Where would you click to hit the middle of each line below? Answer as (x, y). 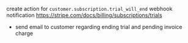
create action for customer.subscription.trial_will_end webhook (89, 9)
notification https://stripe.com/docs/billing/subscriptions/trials (85, 15)
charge (24, 33)
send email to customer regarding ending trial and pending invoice (99, 27)
